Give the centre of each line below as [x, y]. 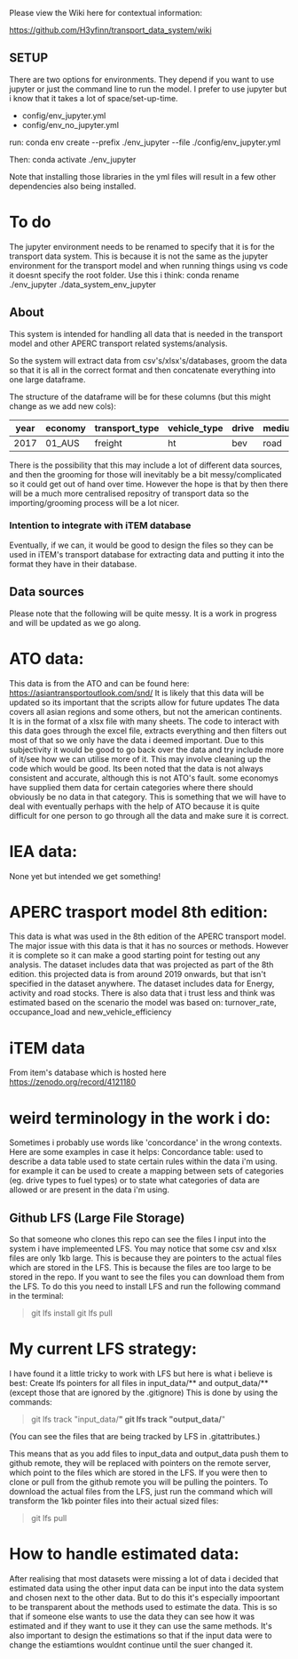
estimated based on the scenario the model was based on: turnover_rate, [143, 1003]
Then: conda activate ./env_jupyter [73, 159]
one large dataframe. [47, 379]
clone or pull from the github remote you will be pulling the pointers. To [139, 1482]
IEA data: [43, 851]
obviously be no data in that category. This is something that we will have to [148, 797]
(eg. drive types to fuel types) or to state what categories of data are [134, 1181]
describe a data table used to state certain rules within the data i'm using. [143, 1162]
